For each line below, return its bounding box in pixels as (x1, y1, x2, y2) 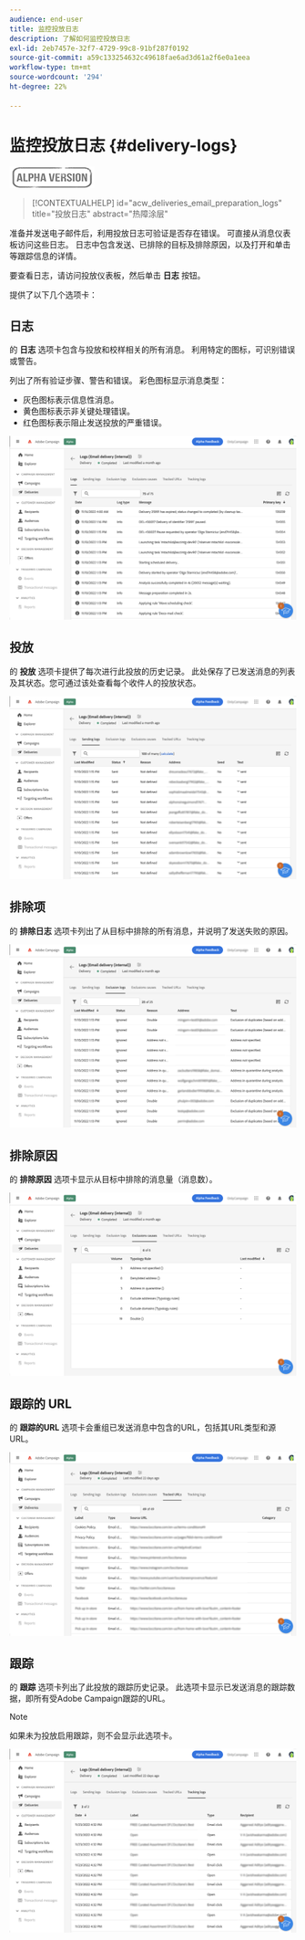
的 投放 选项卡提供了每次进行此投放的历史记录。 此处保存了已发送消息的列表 (9, 666, 296, 676)
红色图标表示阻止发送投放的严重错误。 (22, 417, 167, 428)
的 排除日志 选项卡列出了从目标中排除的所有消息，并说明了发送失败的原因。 (9, 925, 293, 936)
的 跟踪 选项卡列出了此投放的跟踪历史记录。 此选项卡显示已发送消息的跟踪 (9, 1682, 288, 1693)
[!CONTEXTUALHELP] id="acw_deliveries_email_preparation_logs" (31, 197, 282, 208)
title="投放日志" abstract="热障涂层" (31, 208, 168, 219)
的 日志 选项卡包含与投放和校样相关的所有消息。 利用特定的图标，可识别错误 (9, 344, 296, 355)
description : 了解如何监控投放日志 (9, 34, 130, 43)
